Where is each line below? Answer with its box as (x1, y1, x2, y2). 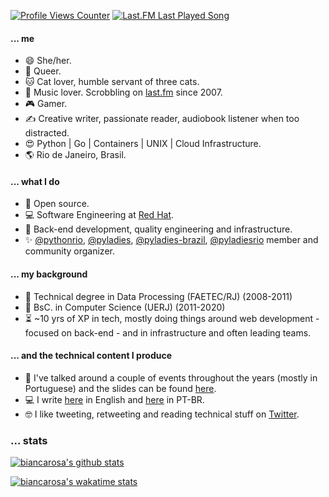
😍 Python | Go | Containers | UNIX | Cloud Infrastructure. (24, 138, 262, 150)
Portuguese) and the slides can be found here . (24, 382, 217, 394)
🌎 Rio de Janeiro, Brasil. (24, 149, 127, 161)
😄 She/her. (24, 55, 72, 67)
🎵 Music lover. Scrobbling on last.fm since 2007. (24, 86, 223, 99)
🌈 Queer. (24, 65, 62, 77)
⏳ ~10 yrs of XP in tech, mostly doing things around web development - (24, 312, 320, 324)
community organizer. (24, 245, 115, 257)
